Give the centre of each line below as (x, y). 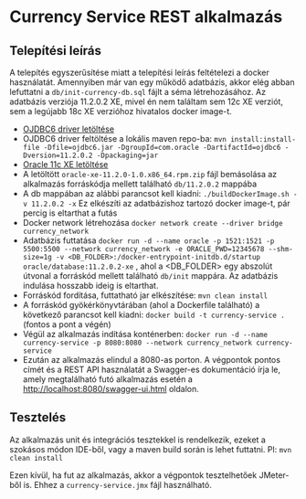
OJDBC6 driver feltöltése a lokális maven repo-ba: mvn (124, 138)
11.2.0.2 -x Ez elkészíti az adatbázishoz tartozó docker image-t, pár (161, 203)
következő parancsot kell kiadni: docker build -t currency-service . (153, 314)
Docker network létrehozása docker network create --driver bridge (153, 223)
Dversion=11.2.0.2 (58, 155)
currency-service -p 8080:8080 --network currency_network (137, 343)
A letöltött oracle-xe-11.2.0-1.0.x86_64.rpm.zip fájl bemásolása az (150, 174)
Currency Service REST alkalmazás (146, 17)
